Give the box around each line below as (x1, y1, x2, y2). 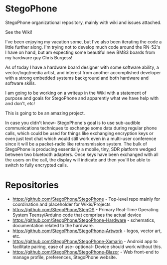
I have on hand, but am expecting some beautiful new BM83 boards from (5, 49, 156, 55)
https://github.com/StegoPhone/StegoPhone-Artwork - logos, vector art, (12, 228, 162, 234)
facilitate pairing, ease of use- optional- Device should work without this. (12, 244, 162, 250)
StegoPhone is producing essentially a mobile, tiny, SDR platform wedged (5, 146, 156, 152)
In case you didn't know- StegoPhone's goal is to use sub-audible (5, 120, 141, 126)
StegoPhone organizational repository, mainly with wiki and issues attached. (5, 19, 162, 25)
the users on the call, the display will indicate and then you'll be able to (5, 156, 151, 162)
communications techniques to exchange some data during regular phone (5, 125, 157, 131)
